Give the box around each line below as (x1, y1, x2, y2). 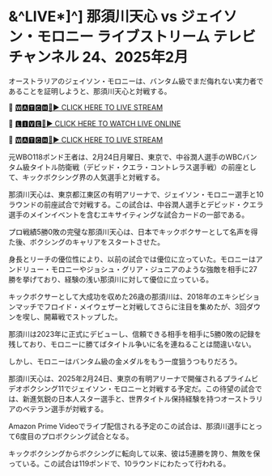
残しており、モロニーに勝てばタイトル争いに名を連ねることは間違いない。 (8, 339, 257, 349)
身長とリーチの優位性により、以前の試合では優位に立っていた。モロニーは (8, 254, 257, 264)
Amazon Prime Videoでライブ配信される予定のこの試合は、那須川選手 (8, 421, 242, 431)
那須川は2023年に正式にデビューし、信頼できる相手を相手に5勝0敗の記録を (8, 329, 261, 338)
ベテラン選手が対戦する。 (22, 404, 108, 414)
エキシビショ (217, 291, 261, 301)
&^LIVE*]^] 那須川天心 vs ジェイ (8, 7, 224, 26)
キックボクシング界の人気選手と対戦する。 (22, 172, 164, 182)
